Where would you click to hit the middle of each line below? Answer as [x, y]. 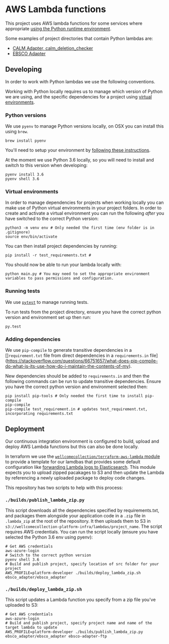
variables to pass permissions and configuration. [60, 279]
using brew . [17, 132]
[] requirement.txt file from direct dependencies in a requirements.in [77, 355]
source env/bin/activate [31, 237]
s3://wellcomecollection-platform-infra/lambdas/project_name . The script [84, 526]
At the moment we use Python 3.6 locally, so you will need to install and [80, 160]
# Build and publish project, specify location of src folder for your [82, 564]
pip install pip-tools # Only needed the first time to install [74, 396]
